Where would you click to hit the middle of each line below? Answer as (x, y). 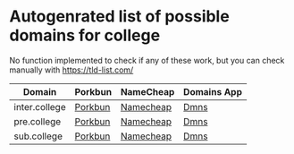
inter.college (40, 107)
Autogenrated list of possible (119, 17)
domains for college (85, 35)
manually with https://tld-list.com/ (71, 70)
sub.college (38, 136)
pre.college (38, 121)
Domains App (213, 91)
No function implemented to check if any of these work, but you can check (147, 60)
